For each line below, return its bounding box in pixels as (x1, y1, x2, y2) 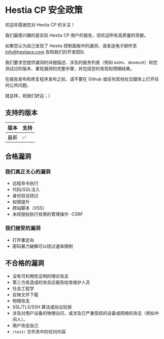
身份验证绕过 (12, 193, 38, 199)
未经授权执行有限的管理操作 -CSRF (12, 211, 83, 217)
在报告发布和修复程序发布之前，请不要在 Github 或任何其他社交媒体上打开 (5, 76, 155, 82)
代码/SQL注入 (12, 187, 40, 192)
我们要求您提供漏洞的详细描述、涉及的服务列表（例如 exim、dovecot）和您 (5, 59, 158, 65)
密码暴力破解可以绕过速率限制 (12, 243, 73, 249)
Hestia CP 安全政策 (5, 4, 83, 16)
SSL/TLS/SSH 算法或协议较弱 (12, 304, 72, 310)
